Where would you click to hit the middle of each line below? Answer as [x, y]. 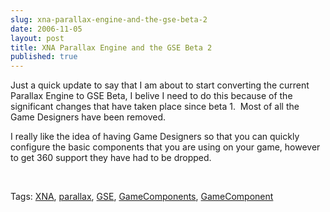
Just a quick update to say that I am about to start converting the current [160, 85]
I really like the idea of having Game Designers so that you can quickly [155, 137]
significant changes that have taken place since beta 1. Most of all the [155, 107]
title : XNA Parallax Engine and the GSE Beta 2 [111, 47]
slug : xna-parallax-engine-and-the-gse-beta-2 [109, 19]
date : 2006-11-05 [46, 29]
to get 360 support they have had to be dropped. [111, 158]
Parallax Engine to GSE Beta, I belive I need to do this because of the [151, 96]
